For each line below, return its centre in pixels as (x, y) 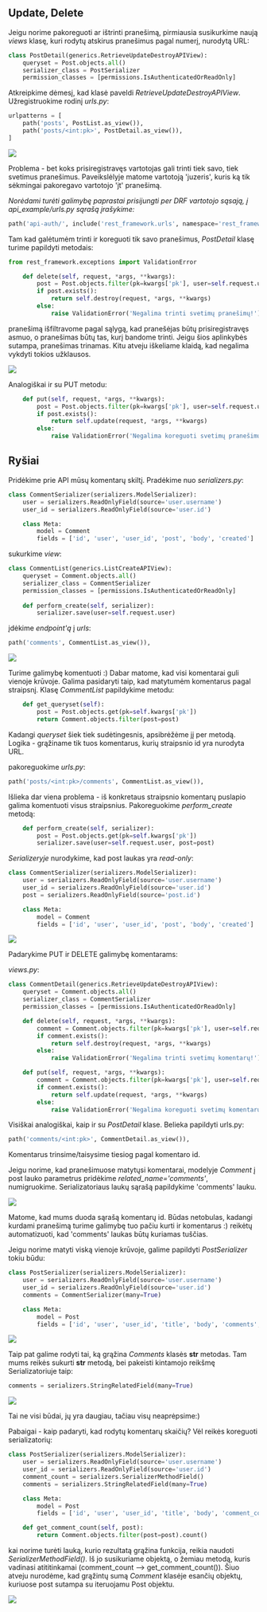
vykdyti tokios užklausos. (50, 354)
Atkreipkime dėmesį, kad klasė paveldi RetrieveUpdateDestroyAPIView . (124, 93)
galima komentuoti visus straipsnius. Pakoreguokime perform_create (120, 805)
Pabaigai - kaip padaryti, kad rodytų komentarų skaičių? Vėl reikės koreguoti (133, 1432)
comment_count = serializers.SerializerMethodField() (113, 1477)
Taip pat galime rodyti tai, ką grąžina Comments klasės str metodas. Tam (128, 1355)
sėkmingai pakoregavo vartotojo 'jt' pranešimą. (85, 185)
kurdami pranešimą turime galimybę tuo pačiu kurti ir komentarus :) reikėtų (130, 1226)
